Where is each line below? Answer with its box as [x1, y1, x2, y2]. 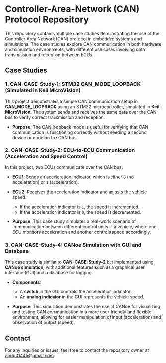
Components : [12, 279, 41, 285]
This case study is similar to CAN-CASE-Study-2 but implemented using [5, 259, 154, 265]
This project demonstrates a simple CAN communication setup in [5, 98, 138, 104]
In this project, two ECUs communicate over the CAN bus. [5, 164, 123, 170]
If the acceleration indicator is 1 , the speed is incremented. [19, 204, 140, 210]
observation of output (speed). [12, 319, 75, 326]
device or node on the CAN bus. [12, 134, 78, 140]
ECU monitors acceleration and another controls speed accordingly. [12, 229, 151, 235]
